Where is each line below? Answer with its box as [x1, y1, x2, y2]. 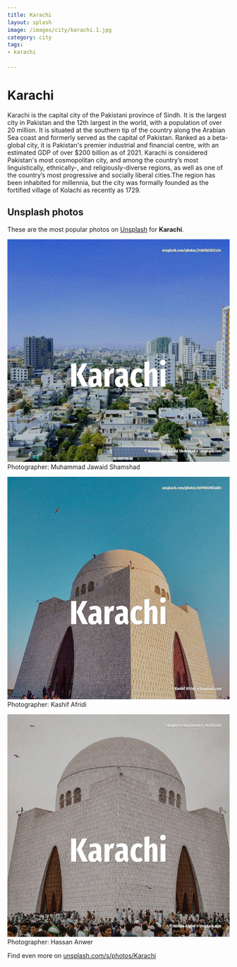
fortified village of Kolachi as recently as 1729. [7, 186, 141, 194]
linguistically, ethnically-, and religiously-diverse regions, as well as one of [7, 163, 224, 172]
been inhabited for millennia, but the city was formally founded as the [7, 178, 209, 186]
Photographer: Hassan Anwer [7, 937, 94, 946]
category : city [7, 34, 52, 41]
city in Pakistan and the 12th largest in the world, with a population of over [7, 118, 222, 126]
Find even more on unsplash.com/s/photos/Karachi [7, 951, 157, 960]
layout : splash [7, 18, 52, 26]
